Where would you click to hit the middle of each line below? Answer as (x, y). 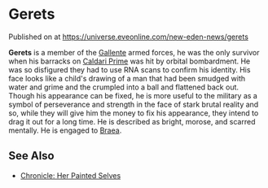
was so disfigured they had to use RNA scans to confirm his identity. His (130, 69)
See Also (31, 156)
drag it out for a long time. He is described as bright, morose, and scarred (132, 121)
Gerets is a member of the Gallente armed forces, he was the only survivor (134, 52)
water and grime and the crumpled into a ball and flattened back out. (123, 87)
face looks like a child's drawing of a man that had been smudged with (127, 78)
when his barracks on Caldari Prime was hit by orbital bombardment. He (130, 61)
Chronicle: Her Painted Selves (70, 175)
